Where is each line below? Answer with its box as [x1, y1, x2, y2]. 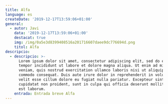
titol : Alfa [14, 44, 39, 49]
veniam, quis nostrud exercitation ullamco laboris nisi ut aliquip [18, 68, 164, 73]
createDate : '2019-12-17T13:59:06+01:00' [5, 16, 93, 21]
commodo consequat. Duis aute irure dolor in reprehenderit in [18, 72, 153, 77]
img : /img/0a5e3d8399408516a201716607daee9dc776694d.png [14, 40, 135, 45]
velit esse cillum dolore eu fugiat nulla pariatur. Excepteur [18, 77, 153, 82]
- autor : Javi [9, 26, 39, 31]
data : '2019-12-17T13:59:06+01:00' [14, 30, 88, 35]
